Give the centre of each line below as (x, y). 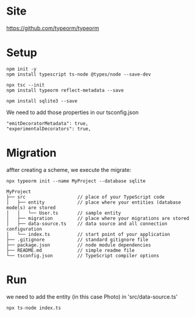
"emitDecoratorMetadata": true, (47, 123)
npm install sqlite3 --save (42, 101)
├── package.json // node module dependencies (79, 245)
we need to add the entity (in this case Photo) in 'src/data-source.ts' (92, 296)
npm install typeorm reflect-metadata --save (65, 90)
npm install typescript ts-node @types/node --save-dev (79, 74)
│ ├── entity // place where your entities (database (94, 202)
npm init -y (21, 69)
